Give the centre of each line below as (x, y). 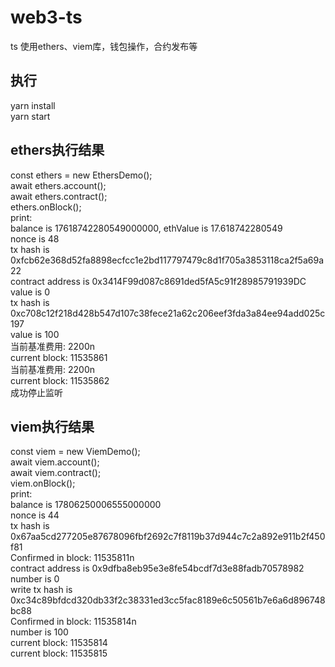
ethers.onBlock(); (46, 207)
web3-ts (46, 17)
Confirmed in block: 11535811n (72, 558)
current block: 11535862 (60, 380)
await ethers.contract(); (59, 196)
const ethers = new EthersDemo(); (81, 175)
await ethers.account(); (58, 185)
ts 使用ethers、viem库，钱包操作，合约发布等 (104, 46)
